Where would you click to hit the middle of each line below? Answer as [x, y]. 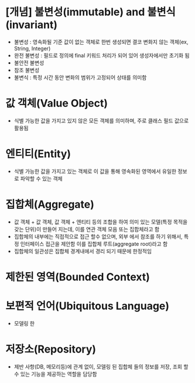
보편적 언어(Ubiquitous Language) [88, 306]
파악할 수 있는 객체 [41, 178]
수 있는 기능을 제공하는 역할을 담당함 [55, 374]
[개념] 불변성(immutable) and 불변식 [91, 12]
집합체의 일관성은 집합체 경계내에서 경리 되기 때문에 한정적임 [83, 251]
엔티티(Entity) [38, 154]
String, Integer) [32, 48]
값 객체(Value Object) [57, 104]
